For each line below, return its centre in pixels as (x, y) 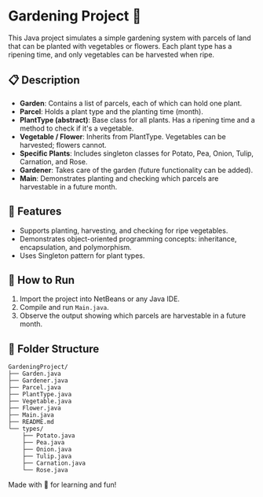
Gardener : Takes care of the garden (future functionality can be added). (136, 170)
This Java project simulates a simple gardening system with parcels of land (130, 38)
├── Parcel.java (35, 388)
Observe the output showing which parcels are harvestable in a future (132, 316)
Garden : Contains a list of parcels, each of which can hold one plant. (131, 103)
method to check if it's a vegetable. (77, 128)
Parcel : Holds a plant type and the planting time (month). (111, 111)
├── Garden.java (35, 374)
